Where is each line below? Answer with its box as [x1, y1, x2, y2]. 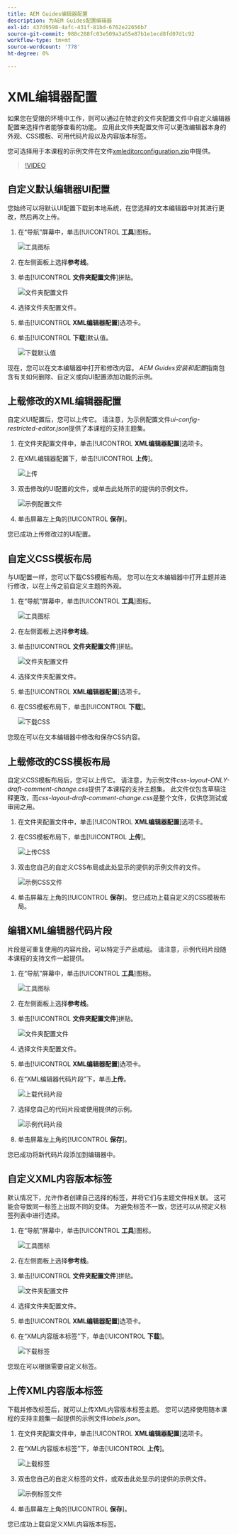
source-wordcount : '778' [7, 43, 81, 50]
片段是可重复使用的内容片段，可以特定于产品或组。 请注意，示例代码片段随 [7, 944, 227, 953]
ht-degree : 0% [7, 50, 50, 58]
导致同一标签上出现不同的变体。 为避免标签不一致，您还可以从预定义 [19, 1202, 220, 1210]
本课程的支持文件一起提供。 [7, 954, 89, 962]
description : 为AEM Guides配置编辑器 [7, 17, 113, 24]
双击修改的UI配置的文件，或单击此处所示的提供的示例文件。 [17, 485, 192, 493]
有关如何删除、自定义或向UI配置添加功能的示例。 [13, 372, 157, 381]
